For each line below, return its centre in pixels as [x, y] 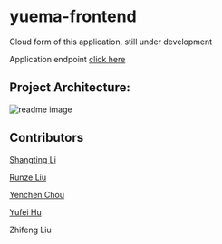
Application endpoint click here [68, 59]
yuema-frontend [73, 17]
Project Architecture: [70, 88]
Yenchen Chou [37, 194]
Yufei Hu [26, 212]
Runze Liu [28, 177]
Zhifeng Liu [30, 230]
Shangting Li [33, 159]
